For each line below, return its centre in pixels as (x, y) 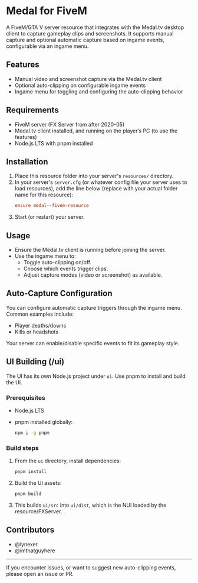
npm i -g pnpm (32, 433)
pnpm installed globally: (44, 422)
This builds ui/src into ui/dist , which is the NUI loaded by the (90, 505)
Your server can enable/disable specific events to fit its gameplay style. (93, 343)
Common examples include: (40, 314)
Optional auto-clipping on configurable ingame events (80, 85)
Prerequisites (26, 397)
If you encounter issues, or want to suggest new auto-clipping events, (91, 567)
